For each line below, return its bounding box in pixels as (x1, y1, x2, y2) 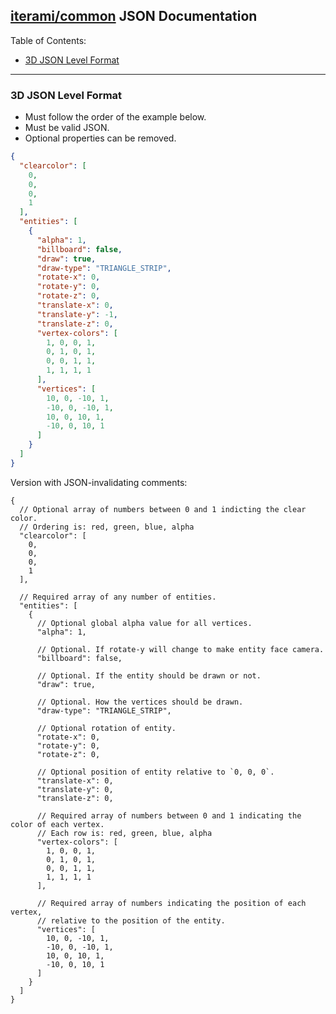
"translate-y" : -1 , (36, 309, 118, 319)
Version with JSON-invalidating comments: (10, 476, 188, 488)
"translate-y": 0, (36, 784, 114, 794)
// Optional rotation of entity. (36, 723, 177, 733)
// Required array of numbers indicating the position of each (36, 898, 307, 908)
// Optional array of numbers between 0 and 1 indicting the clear (19, 504, 307, 514)
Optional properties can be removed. (24, 132, 177, 144)
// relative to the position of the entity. (36, 915, 226, 926)
